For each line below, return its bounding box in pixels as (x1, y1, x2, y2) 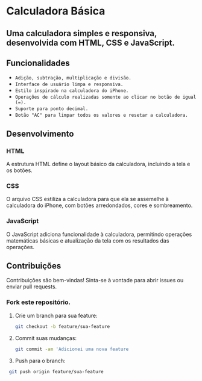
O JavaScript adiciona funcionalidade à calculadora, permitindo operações (6, 231, 192, 238)
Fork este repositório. (6, 298, 71, 306)
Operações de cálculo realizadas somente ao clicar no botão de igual (14, 94, 197, 101)
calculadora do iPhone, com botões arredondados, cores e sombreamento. (6, 202, 193, 209)
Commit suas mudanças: (14, 334, 77, 341)
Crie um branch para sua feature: (14, 312, 98, 319)
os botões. (6, 167, 33, 174)
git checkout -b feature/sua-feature (14, 323, 110, 329)
